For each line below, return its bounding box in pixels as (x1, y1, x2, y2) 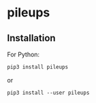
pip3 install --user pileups (7, 89, 90, 96)
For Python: (7, 50, 39, 58)
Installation (7, 32, 56, 44)
